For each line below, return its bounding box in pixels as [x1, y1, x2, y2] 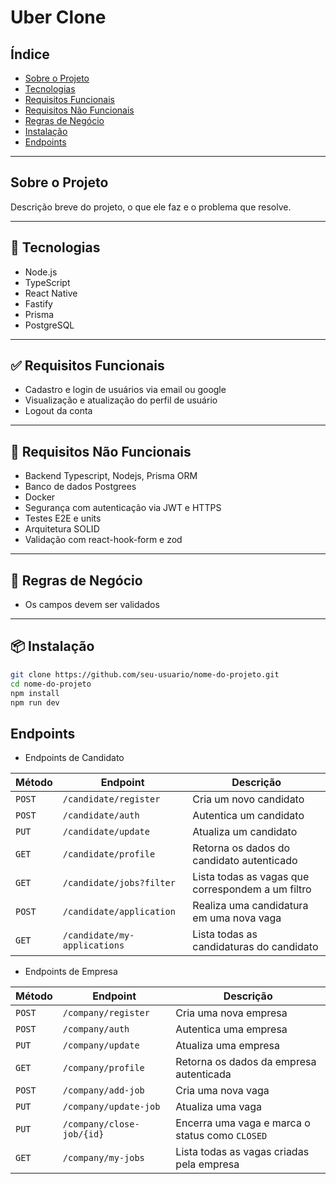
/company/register [62, 1007, 150, 1019]
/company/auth [62, 1024, 130, 1035]
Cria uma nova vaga [175, 1084, 270, 1098]
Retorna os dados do [192, 841, 291, 855]
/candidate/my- [62, 930, 135, 941]
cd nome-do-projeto [10, 679, 92, 689]
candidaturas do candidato [192, 940, 319, 954]
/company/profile [62, 1062, 145, 1074]
